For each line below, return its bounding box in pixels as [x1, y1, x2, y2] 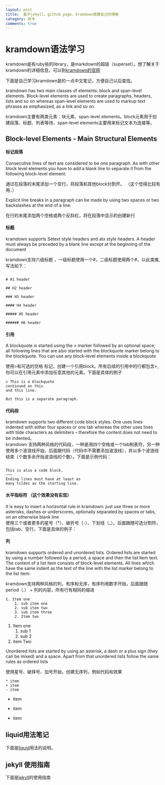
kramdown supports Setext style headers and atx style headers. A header [5, 236, 156, 242]
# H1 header [5, 277, 30, 282]
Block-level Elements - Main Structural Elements [5, 134, 157, 143]
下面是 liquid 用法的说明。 [5, 744, 56, 750]
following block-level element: [5, 171, 66, 176]
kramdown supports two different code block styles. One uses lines [5, 419, 143, 425]
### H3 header [5, 294, 35, 299]
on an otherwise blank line [5, 514, 59, 520]
